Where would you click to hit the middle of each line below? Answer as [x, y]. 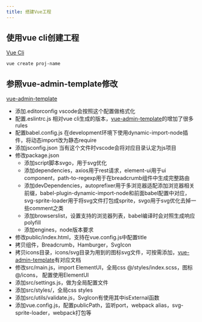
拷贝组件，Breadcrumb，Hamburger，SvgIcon [73, 245]
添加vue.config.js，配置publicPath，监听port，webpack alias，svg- [99, 305]
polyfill [32, 223]
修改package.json [37, 155]
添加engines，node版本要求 [59, 230]
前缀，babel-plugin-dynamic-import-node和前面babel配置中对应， [107, 193]
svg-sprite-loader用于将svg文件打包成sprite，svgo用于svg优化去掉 [107, 201]
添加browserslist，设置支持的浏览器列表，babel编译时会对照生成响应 [109, 216]
